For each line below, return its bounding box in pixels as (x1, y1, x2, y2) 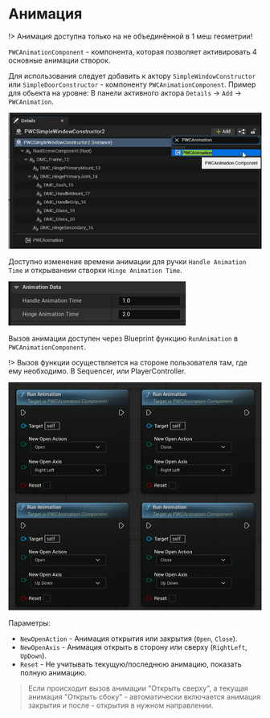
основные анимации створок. (8, 55, 111, 65)
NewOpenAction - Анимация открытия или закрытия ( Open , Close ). (19, 634, 238, 643)
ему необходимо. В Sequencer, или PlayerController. (8, 366, 186, 376)
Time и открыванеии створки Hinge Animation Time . (8, 266, 182, 275)
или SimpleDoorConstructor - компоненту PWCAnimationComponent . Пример (8, 80, 256, 89)
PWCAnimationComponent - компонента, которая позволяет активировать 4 (8, 47, 257, 56)
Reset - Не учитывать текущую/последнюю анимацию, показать (19, 659, 242, 669)
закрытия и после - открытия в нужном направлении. (27, 700, 214, 711)
